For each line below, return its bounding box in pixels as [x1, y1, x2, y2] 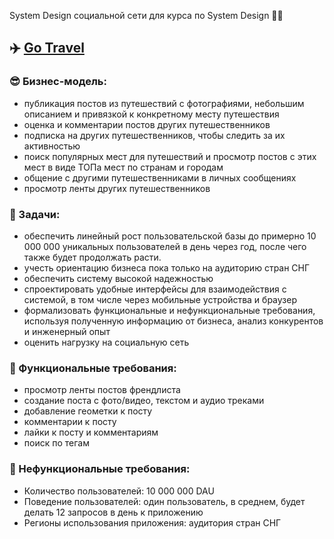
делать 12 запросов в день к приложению [23, 506, 204, 518]
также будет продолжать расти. [23, 251, 162, 263]
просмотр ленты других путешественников [23, 182, 211, 194]
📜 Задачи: [9, 207, 61, 221]
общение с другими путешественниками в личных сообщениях [23, 171, 297, 184]
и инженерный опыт [23, 325, 111, 337]
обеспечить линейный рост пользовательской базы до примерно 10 [23, 230, 317, 242]
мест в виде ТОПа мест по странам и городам [23, 161, 224, 173]
